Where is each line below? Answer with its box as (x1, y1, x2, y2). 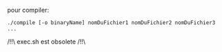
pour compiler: (7, 6, 49, 14)
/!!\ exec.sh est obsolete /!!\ (7, 37, 86, 46)
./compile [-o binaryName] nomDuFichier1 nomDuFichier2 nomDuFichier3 (7, 19, 216, 26)
